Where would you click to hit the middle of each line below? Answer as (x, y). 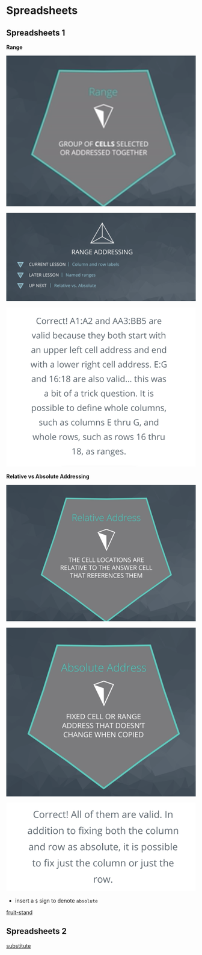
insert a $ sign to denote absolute (56, 901)
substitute (19, 946)
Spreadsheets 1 (36, 33)
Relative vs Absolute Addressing (48, 476)
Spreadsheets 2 (37, 931)
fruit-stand (20, 912)
